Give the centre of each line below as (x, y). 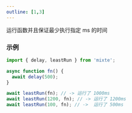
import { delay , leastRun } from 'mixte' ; (61, 60)
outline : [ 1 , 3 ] (26, 12)
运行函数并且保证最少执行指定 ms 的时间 (57, 30)
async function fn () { (35, 71)
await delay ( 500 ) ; (35, 77)
